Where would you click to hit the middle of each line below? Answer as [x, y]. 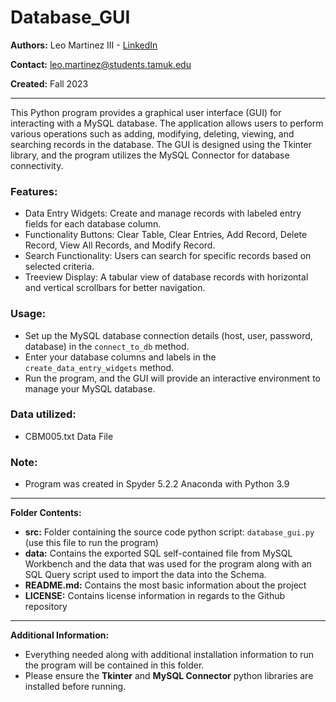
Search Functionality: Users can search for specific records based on [168, 256]
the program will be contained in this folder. [114, 665]
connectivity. [37, 165]
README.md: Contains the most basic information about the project [165, 585]
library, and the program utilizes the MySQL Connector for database [150, 155]
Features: [34, 191]
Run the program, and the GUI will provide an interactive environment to [172, 378]
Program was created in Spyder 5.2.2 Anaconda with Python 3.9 [157, 484]
